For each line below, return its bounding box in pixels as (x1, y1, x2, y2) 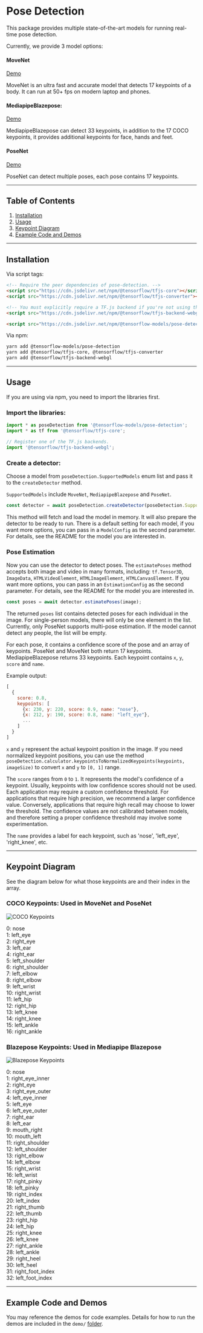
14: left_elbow (6, 1159, 40, 1166)
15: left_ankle (6, 1021, 39, 1028)
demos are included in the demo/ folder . (6, 1320, 104, 1327)
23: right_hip (6, 1216, 38, 1224)
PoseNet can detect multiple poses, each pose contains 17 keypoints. (6, 173, 179, 180)
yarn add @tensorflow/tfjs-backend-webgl (6, 355, 112, 361)
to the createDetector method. (6, 478, 83, 486)
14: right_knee (6, 1014, 42, 1022)
